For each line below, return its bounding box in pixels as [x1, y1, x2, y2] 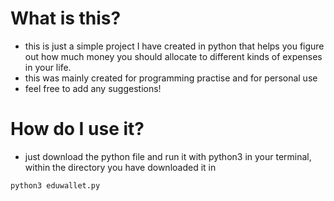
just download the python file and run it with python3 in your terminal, [24, 150, 312, 162]
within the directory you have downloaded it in [24, 161, 217, 173]
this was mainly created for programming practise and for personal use [24, 72, 318, 84]
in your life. [24, 61, 72, 73]
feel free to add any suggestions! [24, 82, 162, 94]
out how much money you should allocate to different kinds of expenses [24, 50, 323, 62]
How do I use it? [10, 118, 145, 141]
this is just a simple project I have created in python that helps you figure [24, 40, 325, 52]
